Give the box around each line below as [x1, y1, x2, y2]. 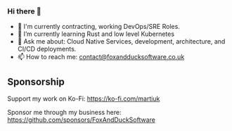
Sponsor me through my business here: [7, 108, 122, 117]
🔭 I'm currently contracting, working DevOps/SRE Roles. [17, 23, 181, 31]
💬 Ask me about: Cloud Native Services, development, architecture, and [17, 37, 226, 46]
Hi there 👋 [7, 6, 42, 16]
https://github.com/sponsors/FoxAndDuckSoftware [7, 116, 156, 124]
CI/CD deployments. [17, 45, 77, 54]
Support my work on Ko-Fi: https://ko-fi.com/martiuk [7, 94, 160, 103]
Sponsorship [7, 75, 65, 87]
